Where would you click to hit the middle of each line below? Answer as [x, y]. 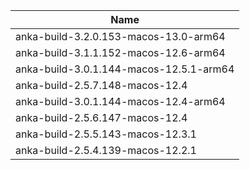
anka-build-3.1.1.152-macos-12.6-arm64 [120, 52]
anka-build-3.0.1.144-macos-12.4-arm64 [120, 101]
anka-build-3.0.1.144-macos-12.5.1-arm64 [125, 69]
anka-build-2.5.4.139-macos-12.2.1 [106, 150]
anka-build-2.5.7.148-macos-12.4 [101, 85]
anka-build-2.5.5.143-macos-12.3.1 [106, 134]
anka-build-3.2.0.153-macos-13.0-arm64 [120, 36]
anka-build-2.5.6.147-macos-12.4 [101, 117]
